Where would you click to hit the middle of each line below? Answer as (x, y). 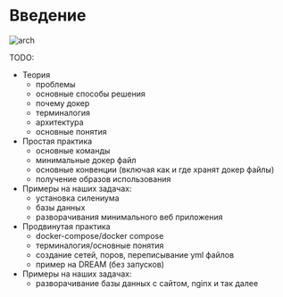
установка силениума (77, 198)
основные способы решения (90, 94)
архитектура (59, 122)
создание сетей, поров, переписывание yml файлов (135, 254)
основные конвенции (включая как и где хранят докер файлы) (155, 169)
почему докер (62, 103)
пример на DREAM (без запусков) (100, 264)
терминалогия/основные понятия (100, 245)
